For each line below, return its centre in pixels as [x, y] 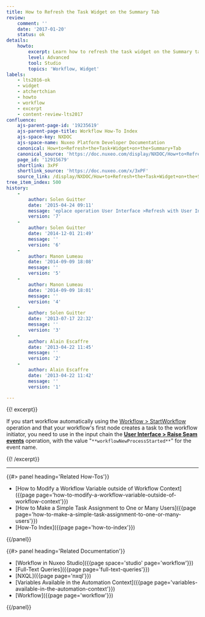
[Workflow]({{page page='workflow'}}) [64, 596]
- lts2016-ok [34, 80]
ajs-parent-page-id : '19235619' [58, 126]
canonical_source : [41, 154]
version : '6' [45, 245]
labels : [16, 75]
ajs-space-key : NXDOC [45, 137]
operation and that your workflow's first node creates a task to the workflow [102, 428]
